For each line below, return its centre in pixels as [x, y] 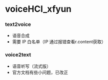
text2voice [18, 25]
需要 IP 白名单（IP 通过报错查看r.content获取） [59, 42]
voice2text [18, 55]
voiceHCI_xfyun [38, 9]
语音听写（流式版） [32, 66]
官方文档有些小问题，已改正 [40, 72]
